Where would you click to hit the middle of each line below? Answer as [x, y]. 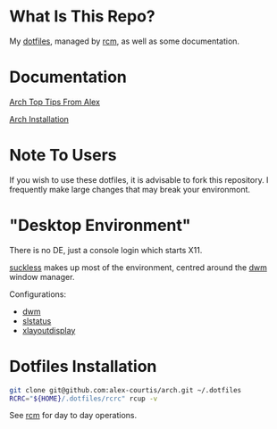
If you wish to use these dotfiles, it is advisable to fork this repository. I [139, 179]
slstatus [37, 321]
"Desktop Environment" [100, 226]
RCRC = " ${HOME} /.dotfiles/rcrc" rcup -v [84, 399]
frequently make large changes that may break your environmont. [130, 189]
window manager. [42, 276]
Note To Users [63, 156]
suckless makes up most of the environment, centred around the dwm [138, 267]
